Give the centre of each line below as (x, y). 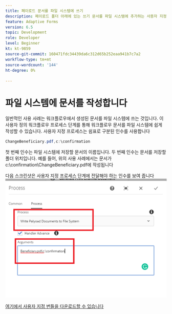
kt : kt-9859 (18, 49)
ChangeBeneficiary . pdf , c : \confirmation (48, 142)
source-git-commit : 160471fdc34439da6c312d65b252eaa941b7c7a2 (73, 54)
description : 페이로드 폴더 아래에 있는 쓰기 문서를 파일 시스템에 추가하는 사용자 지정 (86, 16)
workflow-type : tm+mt (28, 59)
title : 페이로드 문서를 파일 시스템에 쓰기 (44, 11)
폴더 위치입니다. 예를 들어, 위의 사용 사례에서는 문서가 (58, 158)
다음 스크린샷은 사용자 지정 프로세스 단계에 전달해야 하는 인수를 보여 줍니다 (80, 175)
